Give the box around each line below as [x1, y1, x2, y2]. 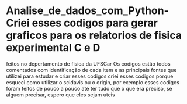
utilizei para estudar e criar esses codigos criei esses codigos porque [6, 73, 174, 80]
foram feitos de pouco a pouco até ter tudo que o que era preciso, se [6, 85, 172, 92]
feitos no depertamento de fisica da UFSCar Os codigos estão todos [6, 60, 171, 67]
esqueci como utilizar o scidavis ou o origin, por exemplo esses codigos [6, 78, 180, 85]
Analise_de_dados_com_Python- [6, 4, 169, 17]
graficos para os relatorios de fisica [6, 29, 182, 42]
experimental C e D [6, 41, 101, 55]
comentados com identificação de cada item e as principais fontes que [6, 66, 177, 73]
